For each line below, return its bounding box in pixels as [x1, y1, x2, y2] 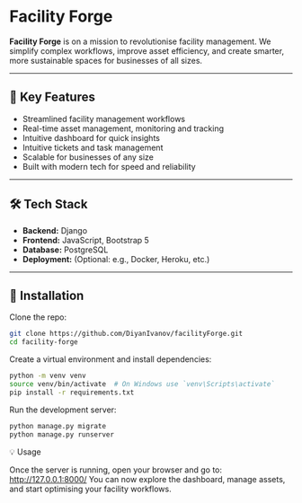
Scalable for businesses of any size [22, 151, 155, 163]
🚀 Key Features [9, 90, 96, 105]
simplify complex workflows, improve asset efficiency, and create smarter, [9, 45, 285, 56]
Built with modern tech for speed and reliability [22, 161, 196, 172]
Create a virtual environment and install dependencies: [9, 354, 212, 365]
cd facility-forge [9, 338, 78, 347]
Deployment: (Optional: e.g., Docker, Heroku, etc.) [22, 253, 210, 264]
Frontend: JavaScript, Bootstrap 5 [22, 234, 150, 245]
